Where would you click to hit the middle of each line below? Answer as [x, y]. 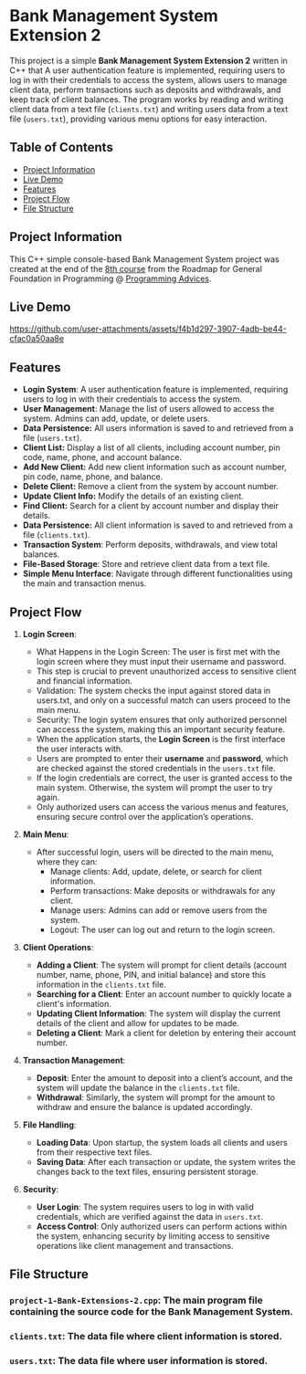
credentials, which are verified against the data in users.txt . [150, 1217]
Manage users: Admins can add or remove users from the [158, 910]
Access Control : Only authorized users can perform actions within [162, 1226]
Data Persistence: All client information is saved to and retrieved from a [158, 525]
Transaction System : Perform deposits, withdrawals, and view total [150, 545]
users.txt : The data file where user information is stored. [138, 1361]
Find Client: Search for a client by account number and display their [150, 506]
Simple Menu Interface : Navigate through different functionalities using [158, 574]
